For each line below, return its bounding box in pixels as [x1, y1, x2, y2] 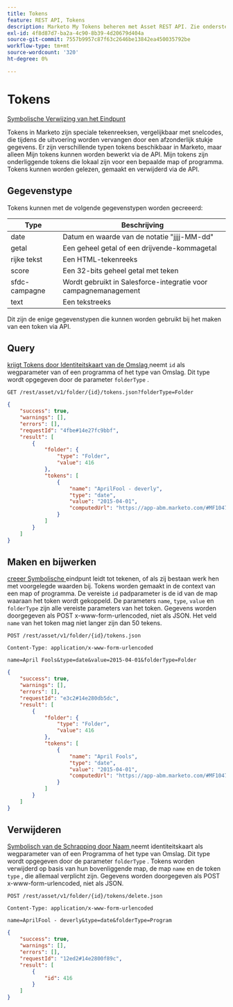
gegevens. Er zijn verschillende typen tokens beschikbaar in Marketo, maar [7, 143, 222, 151]
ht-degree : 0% [7, 56, 49, 63]
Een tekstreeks [62, 297, 112, 307]
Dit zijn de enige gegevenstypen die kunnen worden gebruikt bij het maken [7, 314, 222, 323]
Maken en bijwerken [7, 556, 97, 567]
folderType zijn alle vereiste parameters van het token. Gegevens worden [7, 604, 217, 613]
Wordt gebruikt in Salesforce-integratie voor [62, 277, 208, 287]
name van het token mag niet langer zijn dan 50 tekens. [7, 619, 162, 627]
